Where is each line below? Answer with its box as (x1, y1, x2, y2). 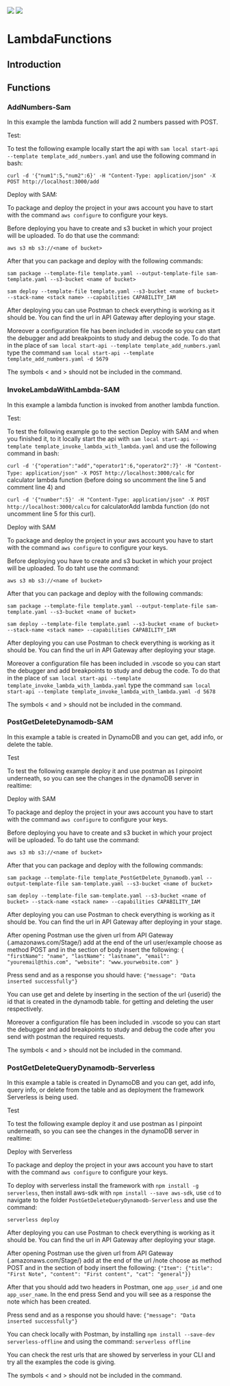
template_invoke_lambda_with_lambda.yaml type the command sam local (7, 681, 211, 689)
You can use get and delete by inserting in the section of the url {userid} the (7, 990, 221, 998)
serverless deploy (7, 1217, 60, 1223)
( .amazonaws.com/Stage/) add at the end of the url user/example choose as (7, 938, 222, 946)
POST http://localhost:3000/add (7, 178, 99, 185)
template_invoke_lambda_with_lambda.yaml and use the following (34, 442, 217, 450)
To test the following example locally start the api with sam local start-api (7, 145, 219, 153)
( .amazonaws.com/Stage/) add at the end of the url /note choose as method (7, 1256, 222, 1265)
